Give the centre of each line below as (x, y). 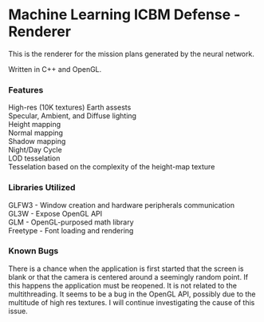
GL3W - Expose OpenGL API (55, 213)
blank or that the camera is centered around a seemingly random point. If (128, 276)
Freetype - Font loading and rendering (71, 230)
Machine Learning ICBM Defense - (124, 15)
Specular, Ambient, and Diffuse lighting (73, 116)
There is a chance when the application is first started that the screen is (126, 268)
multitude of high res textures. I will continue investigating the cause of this (132, 302)
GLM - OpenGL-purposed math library (71, 222)
